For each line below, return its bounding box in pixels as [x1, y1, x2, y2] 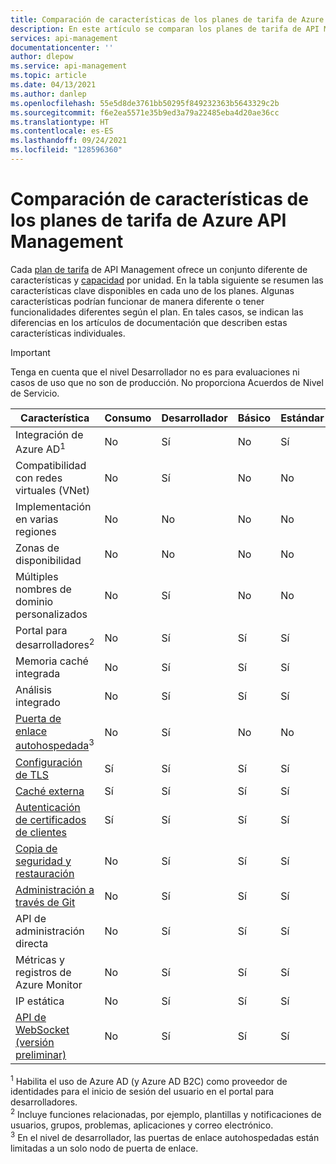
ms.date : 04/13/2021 [10, 80, 97, 90]
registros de [15, 965, 72, 979]
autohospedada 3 [15, 737, 95, 753]
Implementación [15, 500, 92, 514]
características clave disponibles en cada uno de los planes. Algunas [10, 284, 295, 296]
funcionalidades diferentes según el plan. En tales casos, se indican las [10, 306, 304, 318]
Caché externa [15, 784, 85, 798]
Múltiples [15, 570, 59, 584]
